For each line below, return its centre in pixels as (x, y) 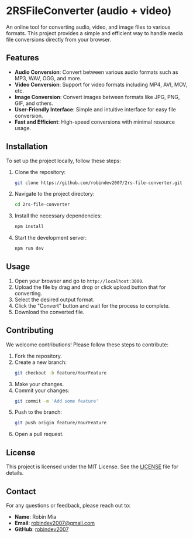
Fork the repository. (38, 356)
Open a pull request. (39, 434)
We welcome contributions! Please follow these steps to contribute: (87, 345)
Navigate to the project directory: (54, 194)
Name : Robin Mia (35, 516)
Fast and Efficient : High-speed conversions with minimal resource (95, 122)
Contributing (30, 330)
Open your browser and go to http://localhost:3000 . (79, 281)
